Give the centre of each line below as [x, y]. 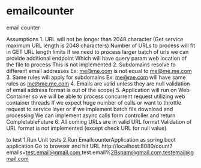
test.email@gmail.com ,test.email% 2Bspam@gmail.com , [94, 152]
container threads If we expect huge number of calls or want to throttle [94, 102]
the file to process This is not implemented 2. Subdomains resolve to [91, 65]
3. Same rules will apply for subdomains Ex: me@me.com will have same [96, 77]
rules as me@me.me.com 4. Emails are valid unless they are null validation [98, 83]
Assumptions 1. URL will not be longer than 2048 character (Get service [95, 39]
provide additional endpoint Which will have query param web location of [97, 58]
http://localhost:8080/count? [137, 146]
